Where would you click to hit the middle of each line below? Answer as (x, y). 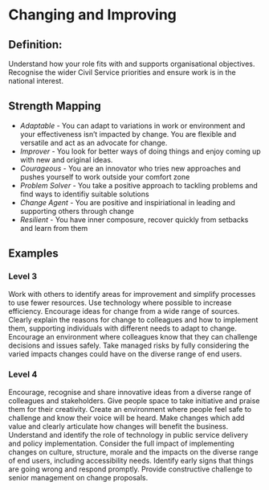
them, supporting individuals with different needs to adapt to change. (122, 328)
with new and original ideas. (66, 159)
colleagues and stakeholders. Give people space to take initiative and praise (134, 401)
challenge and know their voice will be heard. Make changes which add (126, 418)
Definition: (35, 45)
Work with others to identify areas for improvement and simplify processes (132, 294)
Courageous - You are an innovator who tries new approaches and (130, 168)
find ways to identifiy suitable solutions (85, 194)
